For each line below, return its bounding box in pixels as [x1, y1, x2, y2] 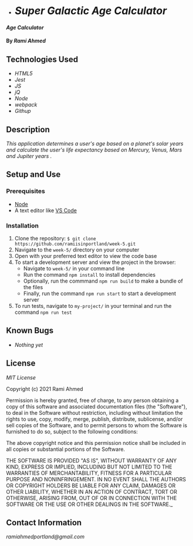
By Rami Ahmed [6, 37, 46, 45]
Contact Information [6, 518, 82, 527]
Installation [6, 222, 39, 230]
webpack [14, 101, 38, 108]
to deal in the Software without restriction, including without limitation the [6, 409, 183, 416]
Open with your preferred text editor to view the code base [14, 252, 157, 259]
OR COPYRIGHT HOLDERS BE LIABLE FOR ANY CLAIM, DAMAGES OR [6, 482, 176, 489]
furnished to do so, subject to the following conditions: [6, 428, 138, 435]
